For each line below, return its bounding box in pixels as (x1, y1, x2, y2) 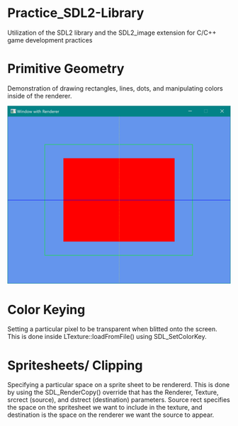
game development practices (7, 35, 93, 44)
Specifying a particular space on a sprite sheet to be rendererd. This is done (7, 381, 230, 389)
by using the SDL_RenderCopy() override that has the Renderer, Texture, (7, 388, 219, 397)
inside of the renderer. (7, 91, 72, 100)
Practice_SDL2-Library (7, 5, 144, 21)
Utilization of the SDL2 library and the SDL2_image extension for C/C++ (7, 28, 217, 37)
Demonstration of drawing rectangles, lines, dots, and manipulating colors (7, 84, 223, 93)
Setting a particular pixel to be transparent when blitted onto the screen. (7, 325, 217, 333)
